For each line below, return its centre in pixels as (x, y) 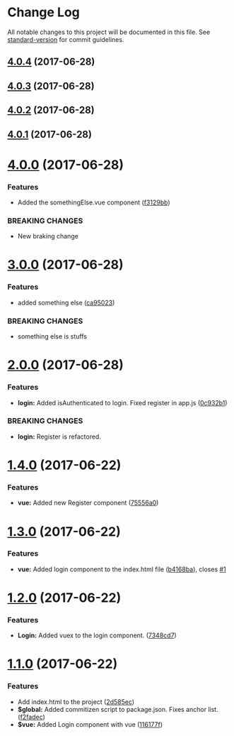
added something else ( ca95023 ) (66, 302)
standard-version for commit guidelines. (66, 39)
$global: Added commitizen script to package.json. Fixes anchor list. (118, 709)
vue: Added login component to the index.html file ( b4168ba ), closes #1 (122, 569)
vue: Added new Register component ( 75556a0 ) (88, 503)
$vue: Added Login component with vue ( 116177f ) (90, 724)
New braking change (48, 236)
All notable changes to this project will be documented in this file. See (109, 32)
